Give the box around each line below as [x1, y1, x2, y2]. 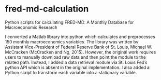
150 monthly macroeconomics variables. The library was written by [5, 39, 139, 44]
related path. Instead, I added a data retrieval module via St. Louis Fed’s [5, 59, 147, 65]
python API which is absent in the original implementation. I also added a [5, 64, 150, 70]
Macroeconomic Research [5, 24, 58, 30]
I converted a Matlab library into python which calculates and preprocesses [5, 34, 156, 40]
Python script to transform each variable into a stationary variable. [5, 69, 137, 75]
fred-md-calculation [5, 3, 89, 14]
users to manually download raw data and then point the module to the [5, 54, 146, 60]
